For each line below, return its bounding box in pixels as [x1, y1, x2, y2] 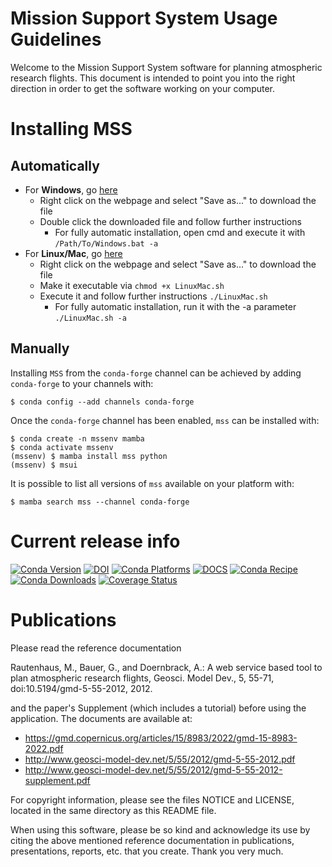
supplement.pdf [24, 774, 91, 786]
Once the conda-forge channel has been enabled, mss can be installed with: [10, 414, 320, 426]
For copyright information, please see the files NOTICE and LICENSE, [10, 793, 295, 806]
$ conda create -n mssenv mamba [10, 433, 145, 444]
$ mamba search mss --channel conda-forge [10, 497, 190, 507]
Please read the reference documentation [10, 642, 182, 654]
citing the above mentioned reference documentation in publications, [10, 834, 295, 846]
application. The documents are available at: [10, 712, 193, 724]
